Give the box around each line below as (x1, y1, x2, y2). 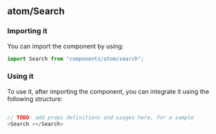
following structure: (7, 95, 63, 103)
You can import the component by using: (7, 41, 124, 50)
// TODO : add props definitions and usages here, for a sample (7, 114, 194, 121)
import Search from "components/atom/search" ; (7, 55, 144, 62)
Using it (7, 72, 34, 82)
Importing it (7, 26, 48, 36)
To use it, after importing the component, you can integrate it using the (7, 87, 210, 95)
